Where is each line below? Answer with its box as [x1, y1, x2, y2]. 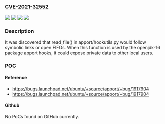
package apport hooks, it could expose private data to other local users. [5, 50, 154, 56]
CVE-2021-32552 [5, 3, 49, 10]
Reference [5, 75, 27, 81]
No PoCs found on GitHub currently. [5, 113, 79, 119]
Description [5, 28, 34, 35]
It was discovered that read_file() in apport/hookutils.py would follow [5, 39, 146, 45]
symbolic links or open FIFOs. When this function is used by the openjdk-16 [5, 44, 161, 50]
